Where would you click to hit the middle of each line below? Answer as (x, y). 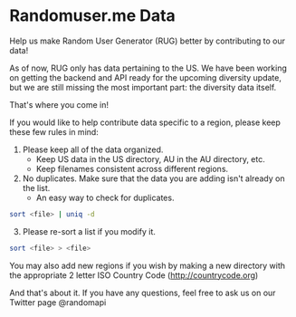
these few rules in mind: (54, 131)
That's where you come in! (59, 104)
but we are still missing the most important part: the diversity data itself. (143, 87)
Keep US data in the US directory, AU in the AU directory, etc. (150, 158)
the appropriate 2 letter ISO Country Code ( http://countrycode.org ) (134, 275)
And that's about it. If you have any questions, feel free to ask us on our (143, 293)
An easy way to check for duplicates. (105, 197)
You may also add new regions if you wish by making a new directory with (148, 265)
